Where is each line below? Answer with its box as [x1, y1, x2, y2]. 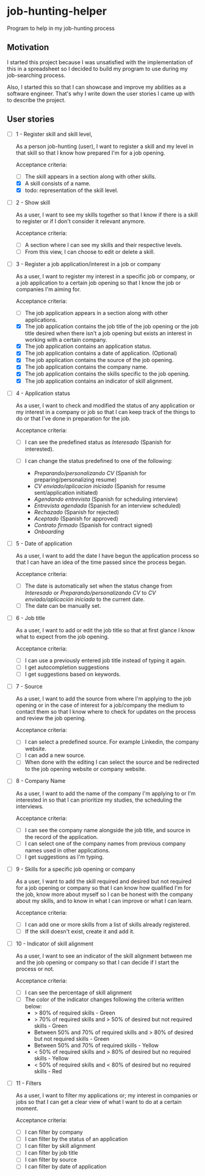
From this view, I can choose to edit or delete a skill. [24, 248, 155, 255]
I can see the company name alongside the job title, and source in [24, 826, 191, 834]
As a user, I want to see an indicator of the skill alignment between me [15, 952, 192, 960]
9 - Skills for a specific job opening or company [15, 865, 135, 873]
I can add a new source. [24, 752, 86, 759]
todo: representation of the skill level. [24, 187, 118, 194]
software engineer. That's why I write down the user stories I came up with [7, 90, 195, 97]
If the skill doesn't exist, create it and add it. [24, 928, 135, 935]
